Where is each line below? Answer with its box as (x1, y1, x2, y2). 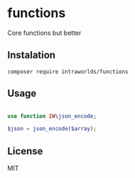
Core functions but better (7, 28, 82, 37)
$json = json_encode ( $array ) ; (7, 125, 97, 132)
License (7, 145, 43, 157)
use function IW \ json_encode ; (7, 112, 97, 120)
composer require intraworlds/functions (7, 68, 129, 75)
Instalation (7, 49, 55, 61)
